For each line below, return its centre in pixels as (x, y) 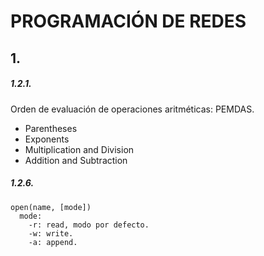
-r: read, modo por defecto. (89, 225)
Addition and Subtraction (76, 160)
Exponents (47, 139)
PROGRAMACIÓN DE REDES (128, 21)
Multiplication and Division (79, 149)
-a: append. (53, 242)
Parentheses (51, 128)
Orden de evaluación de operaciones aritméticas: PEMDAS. (132, 109)
